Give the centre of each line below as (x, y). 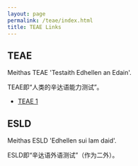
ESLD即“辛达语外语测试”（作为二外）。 (63, 155)
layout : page (27, 14)
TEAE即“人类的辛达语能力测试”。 (55, 87)
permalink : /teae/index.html (50, 20)
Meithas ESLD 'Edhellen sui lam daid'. (62, 141)
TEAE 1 (28, 101)
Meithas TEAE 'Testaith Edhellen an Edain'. (70, 73)
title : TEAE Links (34, 27)
